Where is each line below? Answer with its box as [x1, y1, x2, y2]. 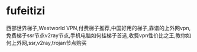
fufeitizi [6, 4, 46, 18]
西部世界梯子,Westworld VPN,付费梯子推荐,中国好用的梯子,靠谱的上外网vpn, [6, 24, 191, 31]
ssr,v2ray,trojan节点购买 [28, 39, 87, 46]
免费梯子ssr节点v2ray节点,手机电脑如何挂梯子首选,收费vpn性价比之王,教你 [6, 31, 186, 39]
